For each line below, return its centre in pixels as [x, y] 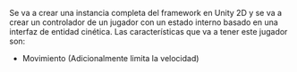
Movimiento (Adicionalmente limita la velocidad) [110, 58]
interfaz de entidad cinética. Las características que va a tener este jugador [148, 32]
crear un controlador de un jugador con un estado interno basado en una [144, 22]
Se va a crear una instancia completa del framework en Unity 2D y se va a [146, 13]
